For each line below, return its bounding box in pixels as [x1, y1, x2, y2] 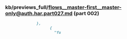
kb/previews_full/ [5, 4, 49, 11]
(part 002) [73, 10, 100, 17]
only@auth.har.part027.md [5, 10, 73, 17]
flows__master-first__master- [48, 4, 122, 11]
